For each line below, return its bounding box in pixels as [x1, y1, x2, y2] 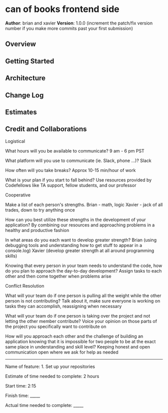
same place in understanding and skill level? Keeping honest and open [5, 343, 150, 349]
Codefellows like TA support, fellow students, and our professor [5, 182, 136, 188]
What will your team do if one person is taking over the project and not [5, 312, 150, 318]
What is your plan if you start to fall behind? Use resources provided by [5, 176, 152, 183]
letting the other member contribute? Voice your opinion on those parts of [5, 318, 157, 324]
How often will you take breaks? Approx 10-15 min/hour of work [5, 167, 136, 173]
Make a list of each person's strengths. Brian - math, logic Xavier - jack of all [5, 201, 163, 207]
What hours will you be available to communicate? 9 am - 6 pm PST [5, 147, 145, 153]
